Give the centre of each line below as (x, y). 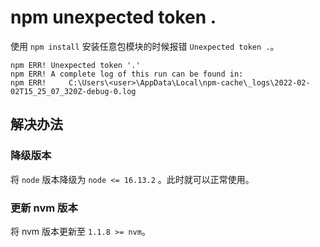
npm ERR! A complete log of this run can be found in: (127, 74)
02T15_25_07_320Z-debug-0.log (73, 91)
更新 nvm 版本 (44, 208)
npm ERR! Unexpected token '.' (75, 65)
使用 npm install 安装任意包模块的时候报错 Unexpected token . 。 (145, 46)
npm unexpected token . (113, 17)
